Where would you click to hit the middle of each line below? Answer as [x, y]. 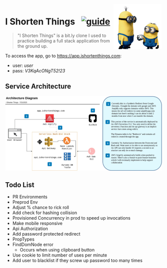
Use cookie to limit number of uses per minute [60, 255]
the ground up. [33, 46]
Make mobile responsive [38, 223]
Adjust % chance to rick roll [41, 207]
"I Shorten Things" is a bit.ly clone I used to [62, 35]
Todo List [20, 185]
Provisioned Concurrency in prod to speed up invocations [71, 218]
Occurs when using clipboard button [57, 250]
